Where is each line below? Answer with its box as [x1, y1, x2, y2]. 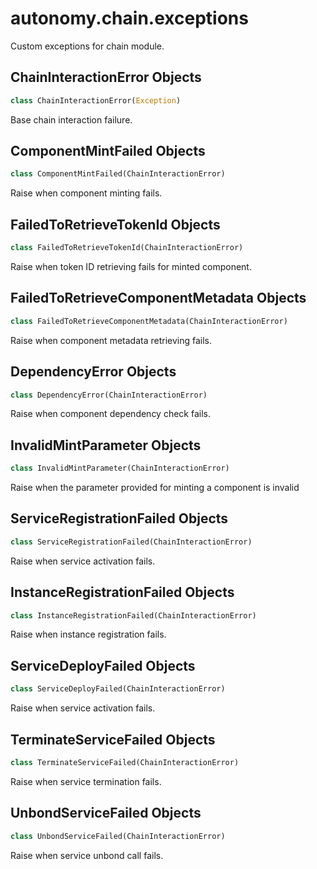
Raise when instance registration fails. [10, 628, 167, 641]
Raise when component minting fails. [10, 187, 163, 199]
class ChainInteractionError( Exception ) [10, 95, 182, 106]
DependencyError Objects [10, 363, 177, 381]
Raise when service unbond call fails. [10, 849, 164, 861]
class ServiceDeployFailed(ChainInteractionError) [10, 684, 226, 694]
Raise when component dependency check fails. [10, 408, 211, 420]
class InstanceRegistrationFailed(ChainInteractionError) [10, 610, 257, 621]
